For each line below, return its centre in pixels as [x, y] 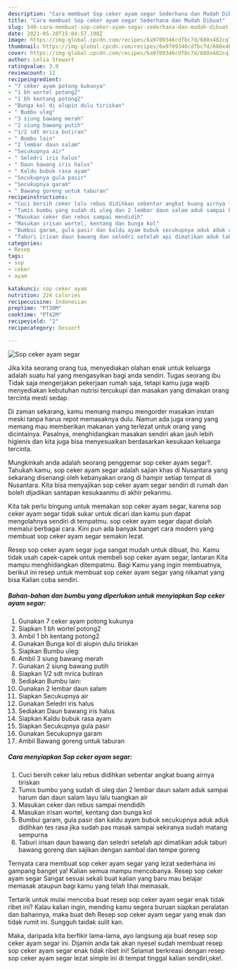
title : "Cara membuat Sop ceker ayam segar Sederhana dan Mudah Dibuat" [117, 20]
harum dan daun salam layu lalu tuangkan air [83, 797]
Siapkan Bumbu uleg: [49, 651]
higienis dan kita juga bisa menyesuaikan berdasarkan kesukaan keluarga [114, 441]
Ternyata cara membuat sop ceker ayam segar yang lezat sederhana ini [112, 863]
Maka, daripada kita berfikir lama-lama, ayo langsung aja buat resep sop [113, 935]
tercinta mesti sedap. [39, 397]
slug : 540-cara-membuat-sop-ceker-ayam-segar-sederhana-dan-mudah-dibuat [118, 27]
